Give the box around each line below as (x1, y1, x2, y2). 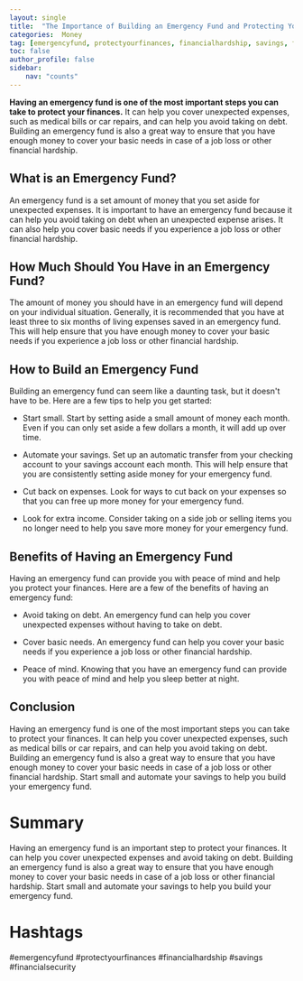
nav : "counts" (25, 72, 78, 81)
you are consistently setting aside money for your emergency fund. (22, 468, 272, 479)
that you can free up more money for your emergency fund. (22, 495, 244, 506)
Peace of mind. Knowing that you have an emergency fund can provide (22, 664, 287, 674)
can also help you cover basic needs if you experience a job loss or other (9, 223, 281, 235)
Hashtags (9, 921, 84, 942)
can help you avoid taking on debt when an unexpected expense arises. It (9, 214, 284, 225)
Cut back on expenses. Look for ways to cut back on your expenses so (22, 486, 287, 497)
